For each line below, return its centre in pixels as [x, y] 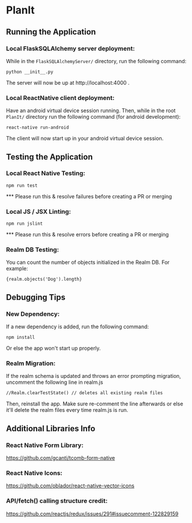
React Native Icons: [34, 473]
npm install [20, 338]
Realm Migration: [31, 363]
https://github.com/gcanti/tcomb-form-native [61, 458]
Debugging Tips [36, 297]
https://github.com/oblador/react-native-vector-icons [70, 486]
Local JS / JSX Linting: [39, 211]
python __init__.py [30, 72]
